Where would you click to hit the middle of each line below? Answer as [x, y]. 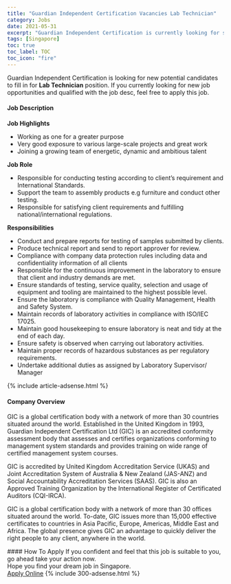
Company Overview [36, 401]
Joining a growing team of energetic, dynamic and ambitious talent [112, 151]
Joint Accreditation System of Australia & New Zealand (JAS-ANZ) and [107, 474]
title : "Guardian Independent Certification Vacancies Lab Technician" [112, 13]
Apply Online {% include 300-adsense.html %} [74, 574]
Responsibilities [31, 227]
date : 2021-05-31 [32, 26]
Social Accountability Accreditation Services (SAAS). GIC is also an [102, 481]
